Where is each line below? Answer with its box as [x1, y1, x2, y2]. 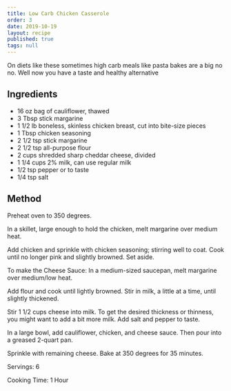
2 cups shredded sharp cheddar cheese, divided [17, 151, 156, 159]
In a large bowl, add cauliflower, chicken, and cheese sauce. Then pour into [7, 328, 222, 336]
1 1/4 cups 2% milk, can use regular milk [17, 158, 132, 166]
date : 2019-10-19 [7, 23, 57, 30]
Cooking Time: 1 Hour [7, 376, 69, 384]
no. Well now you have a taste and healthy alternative [7, 68, 159, 77]
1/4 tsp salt [17, 173, 49, 181]
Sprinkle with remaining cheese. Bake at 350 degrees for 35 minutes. [7, 349, 203, 357]
